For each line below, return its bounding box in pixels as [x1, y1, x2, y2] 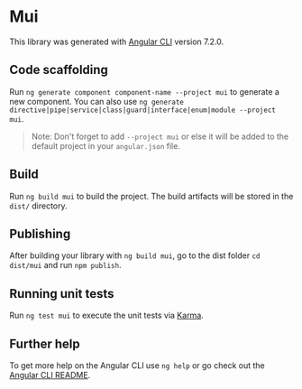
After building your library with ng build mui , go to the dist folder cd [9, 250, 261, 261]
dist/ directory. [9, 200, 68, 211]
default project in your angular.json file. [31, 140, 180, 151]
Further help [9, 336, 81, 351]
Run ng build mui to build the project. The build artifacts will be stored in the [9, 190, 294, 201]
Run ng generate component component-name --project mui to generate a [9, 86, 279, 97]
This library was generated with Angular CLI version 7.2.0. [9, 36, 224, 47]
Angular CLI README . [9, 370, 91, 380]
